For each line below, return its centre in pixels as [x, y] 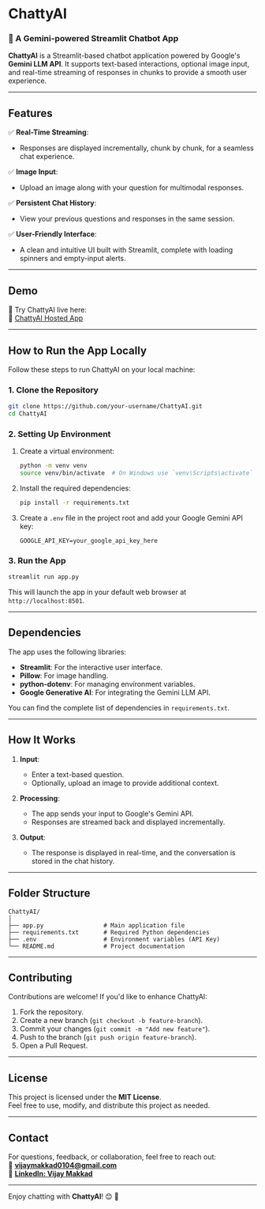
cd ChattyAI [28, 414]
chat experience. [47, 157]
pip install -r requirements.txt [75, 503]
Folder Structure [49, 894]
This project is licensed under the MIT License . [85, 1097]
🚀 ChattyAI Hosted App [46, 318]
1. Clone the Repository [53, 390]
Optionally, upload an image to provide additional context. [125, 783]
